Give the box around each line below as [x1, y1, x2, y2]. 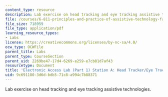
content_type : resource [5, 7, 55, 12]
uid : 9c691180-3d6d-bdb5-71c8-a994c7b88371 [5, 72, 97, 77]
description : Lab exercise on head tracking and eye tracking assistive [5, 12, 160, 17]
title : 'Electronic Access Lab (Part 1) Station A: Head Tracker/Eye [5, 68, 153, 73]
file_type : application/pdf [5, 26, 64, 31]
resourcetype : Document [5, 63, 55, 68]
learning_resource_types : [5, 30, 59, 35]
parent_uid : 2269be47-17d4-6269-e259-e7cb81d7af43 [5, 58, 113, 63]
